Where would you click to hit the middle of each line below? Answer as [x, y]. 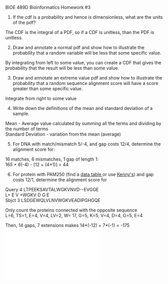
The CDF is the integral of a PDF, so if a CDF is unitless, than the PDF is [80, 32]
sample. [21, 114]
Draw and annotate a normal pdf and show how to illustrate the [78, 47]
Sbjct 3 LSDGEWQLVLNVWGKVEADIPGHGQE [53, 200]
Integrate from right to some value [41, 98]
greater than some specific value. [48, 89]
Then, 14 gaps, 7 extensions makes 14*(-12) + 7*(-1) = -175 [68, 225]
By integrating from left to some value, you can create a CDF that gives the [83, 63]
